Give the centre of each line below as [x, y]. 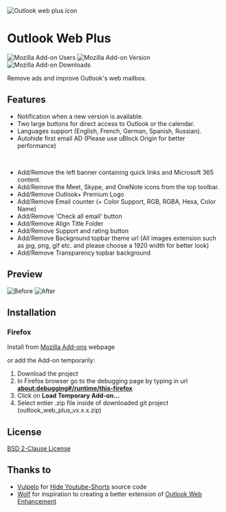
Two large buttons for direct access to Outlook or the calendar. [106, 123]
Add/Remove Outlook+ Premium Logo [71, 194]
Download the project [48, 374]
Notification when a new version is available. [80, 116]
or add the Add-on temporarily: [51, 361]
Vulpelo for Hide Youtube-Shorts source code [82, 487]
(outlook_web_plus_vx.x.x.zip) [59, 410]
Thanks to [29, 470]
